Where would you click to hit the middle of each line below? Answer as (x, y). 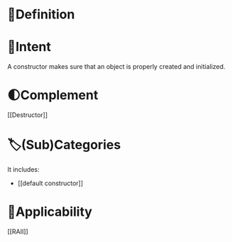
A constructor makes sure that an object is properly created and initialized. (116, 67)
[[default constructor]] (50, 183)
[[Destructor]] (28, 115)
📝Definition (41, 15)
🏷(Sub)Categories (64, 145)
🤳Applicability (50, 212)
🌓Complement (53, 95)
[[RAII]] (18, 231)
